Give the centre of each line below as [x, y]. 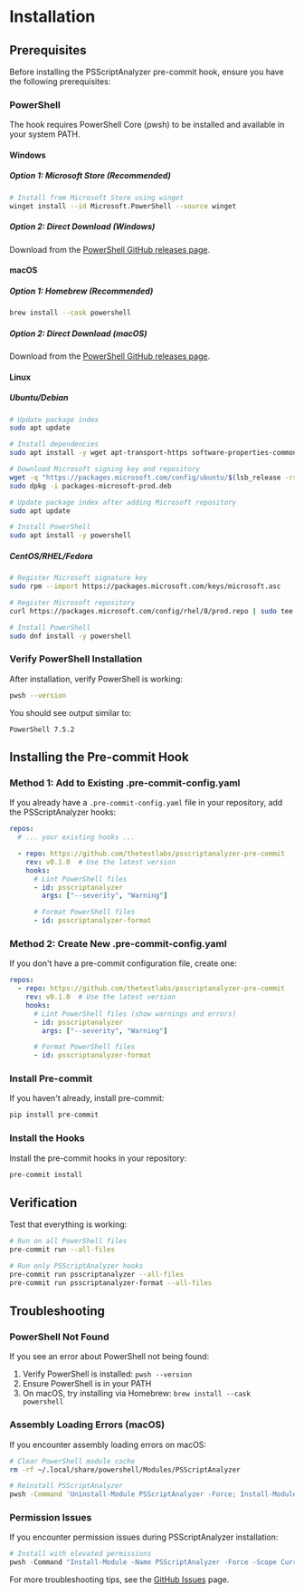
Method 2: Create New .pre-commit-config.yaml [119, 943]
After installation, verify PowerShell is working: [96, 679]
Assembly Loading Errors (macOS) [87, 1425]
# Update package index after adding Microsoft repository [123, 502]
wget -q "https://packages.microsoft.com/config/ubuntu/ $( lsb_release [145, 478]
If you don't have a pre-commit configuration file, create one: [123, 963]
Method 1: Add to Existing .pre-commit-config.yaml [125, 783]
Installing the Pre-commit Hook [99, 757]
